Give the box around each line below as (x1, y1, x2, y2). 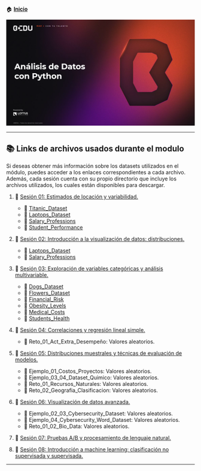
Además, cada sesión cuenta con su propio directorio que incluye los (6, 175, 177, 182)
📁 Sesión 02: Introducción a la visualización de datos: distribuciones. (14, 236, 185, 243)
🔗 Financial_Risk (23, 296, 64, 303)
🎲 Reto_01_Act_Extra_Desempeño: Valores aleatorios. (23, 338, 155, 345)
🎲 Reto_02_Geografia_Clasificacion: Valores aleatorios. (23, 387, 159, 394)
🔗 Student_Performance (23, 224, 83, 231)
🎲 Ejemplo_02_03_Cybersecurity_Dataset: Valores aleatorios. (23, 410, 173, 417)
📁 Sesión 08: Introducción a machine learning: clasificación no (14, 446, 169, 453)
